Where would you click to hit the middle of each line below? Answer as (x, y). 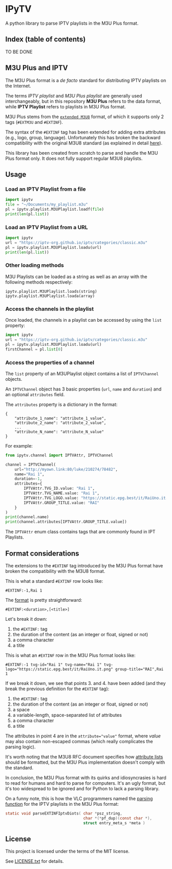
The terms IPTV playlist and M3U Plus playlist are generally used (74, 96)
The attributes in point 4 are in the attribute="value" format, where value (83, 736)
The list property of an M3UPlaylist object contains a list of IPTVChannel (82, 374)
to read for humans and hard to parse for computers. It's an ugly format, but (85, 783)
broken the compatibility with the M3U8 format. (55, 571)
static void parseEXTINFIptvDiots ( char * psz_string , (64, 813)
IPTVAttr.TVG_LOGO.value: (51, 498)
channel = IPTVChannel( (31, 465)
